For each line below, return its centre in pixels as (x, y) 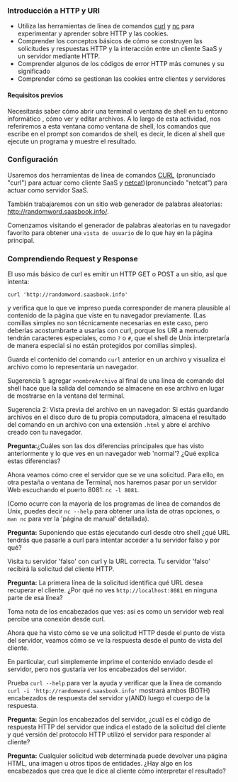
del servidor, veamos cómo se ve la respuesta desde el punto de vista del (115, 641)
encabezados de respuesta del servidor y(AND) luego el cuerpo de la (109, 698)
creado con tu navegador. (45, 433)
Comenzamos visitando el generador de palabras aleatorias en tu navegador (119, 225)
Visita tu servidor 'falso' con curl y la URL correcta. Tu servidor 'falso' (109, 561)
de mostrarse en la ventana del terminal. (66, 396)
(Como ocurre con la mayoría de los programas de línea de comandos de (114, 504)
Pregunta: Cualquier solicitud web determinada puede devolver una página (118, 756)
